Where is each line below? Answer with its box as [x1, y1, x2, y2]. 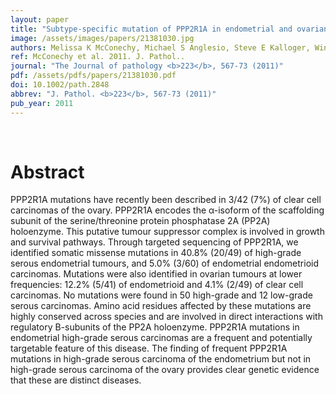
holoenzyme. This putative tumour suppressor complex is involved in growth [10, 226, 325, 238]
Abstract [10, 161, 85, 183]
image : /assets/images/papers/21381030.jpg [10, 33, 195, 43]
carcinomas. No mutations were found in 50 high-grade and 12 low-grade [10, 289, 313, 301]
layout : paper [10, 14, 70, 25]
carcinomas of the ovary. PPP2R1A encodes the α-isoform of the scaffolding [10, 204, 325, 216]
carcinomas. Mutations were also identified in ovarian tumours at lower [10, 268, 303, 280]
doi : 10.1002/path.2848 [10, 80, 110, 90]
